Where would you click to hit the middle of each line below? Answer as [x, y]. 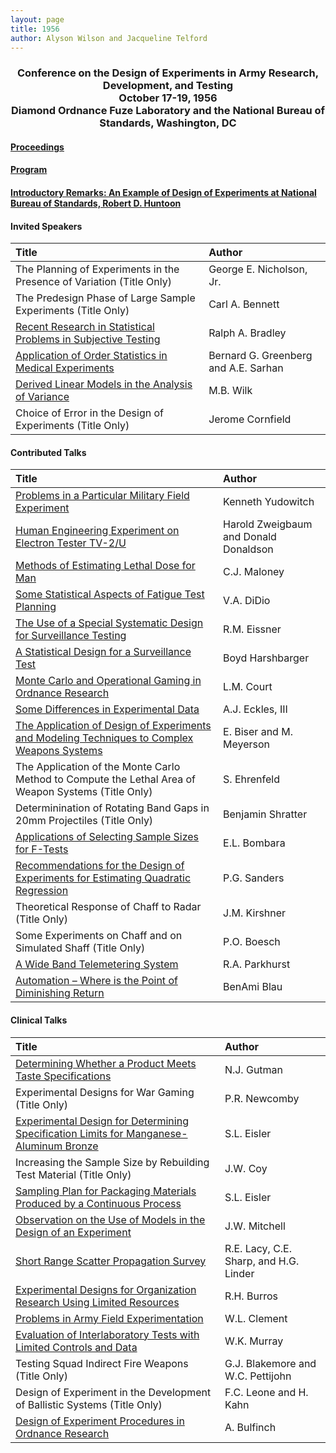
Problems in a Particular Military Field [102, 496]
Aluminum [39, 1146]
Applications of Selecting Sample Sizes [107, 837]
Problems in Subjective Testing [88, 339]
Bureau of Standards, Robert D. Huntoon [96, 203]
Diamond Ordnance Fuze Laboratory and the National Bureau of [168, 111]
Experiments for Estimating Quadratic [103, 878]
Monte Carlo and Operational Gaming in [108, 681]
